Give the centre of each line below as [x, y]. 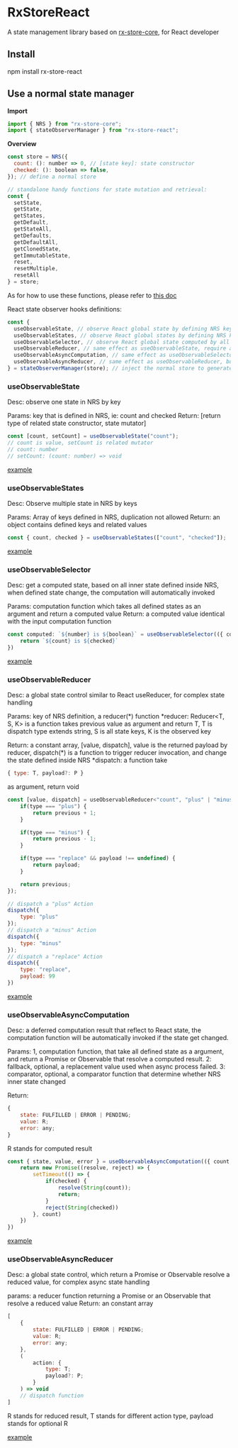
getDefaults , [33, 236]
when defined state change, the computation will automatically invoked [111, 592]
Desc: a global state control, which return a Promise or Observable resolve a [119, 1275]
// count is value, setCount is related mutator [80, 443]
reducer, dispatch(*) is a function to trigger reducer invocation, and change [117, 753]
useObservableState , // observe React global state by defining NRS [117, 328]
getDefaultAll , [36, 242]
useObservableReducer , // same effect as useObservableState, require [120, 348]
